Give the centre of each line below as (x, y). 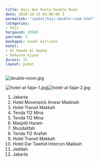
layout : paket (20, 64)
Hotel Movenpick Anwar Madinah (46, 102)
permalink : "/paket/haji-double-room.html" (50, 19)
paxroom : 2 (16, 37)
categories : (17, 23)
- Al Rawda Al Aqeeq (26, 50)
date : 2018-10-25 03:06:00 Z (35, 14)
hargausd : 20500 (22, 32)
